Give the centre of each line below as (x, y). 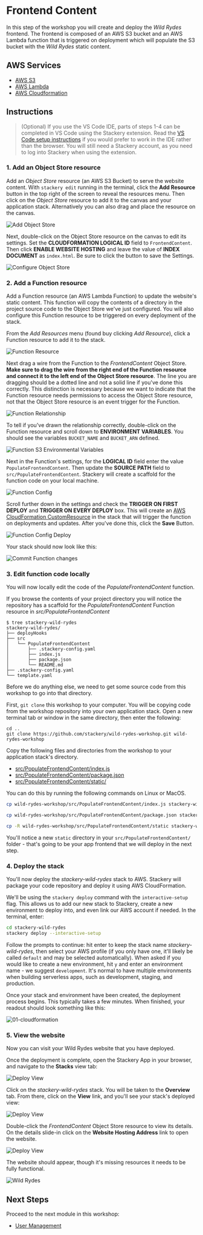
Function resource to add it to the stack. (56, 340)
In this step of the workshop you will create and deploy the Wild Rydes (94, 27)
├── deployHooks (27, 634)
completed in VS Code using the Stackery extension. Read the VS (103, 133)
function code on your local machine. (53, 481)
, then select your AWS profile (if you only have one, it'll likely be (113, 951)
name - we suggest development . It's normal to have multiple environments (99, 970)
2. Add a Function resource (47, 283)
